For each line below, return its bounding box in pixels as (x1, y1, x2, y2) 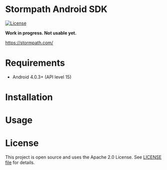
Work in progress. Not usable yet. (5, 30, 77, 36)
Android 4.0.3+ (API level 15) (12, 74, 72, 80)
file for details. (5, 159, 35, 165)
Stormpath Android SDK (5, 4, 108, 15)
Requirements (5, 57, 65, 69)
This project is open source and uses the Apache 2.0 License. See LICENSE (5, 154, 162, 160)
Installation (5, 92, 53, 103)
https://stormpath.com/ (5, 39, 54, 46)
